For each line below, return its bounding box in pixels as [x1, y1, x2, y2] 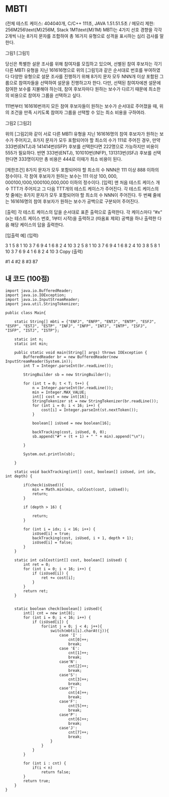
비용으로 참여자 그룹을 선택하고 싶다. [10, 92, 82, 98]
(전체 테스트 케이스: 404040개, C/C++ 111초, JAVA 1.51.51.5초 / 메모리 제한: [5, 20, 155, 26]
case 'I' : [59, 632, 82, 637]
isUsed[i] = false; [32, 540, 73, 545]
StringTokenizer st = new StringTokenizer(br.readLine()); [32, 398, 158, 404]
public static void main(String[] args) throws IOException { [14, 350, 147, 355]
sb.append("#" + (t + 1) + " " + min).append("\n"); [32, 434, 145, 439]
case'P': [59, 712, 78, 717]
